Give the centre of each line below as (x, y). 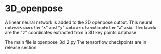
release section (21, 47)
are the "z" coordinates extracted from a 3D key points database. (71, 32)
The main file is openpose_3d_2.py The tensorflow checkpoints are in (76, 42)
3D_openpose (34, 9)
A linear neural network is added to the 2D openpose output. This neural (79, 22)
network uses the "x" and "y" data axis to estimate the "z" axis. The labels (81, 27)
